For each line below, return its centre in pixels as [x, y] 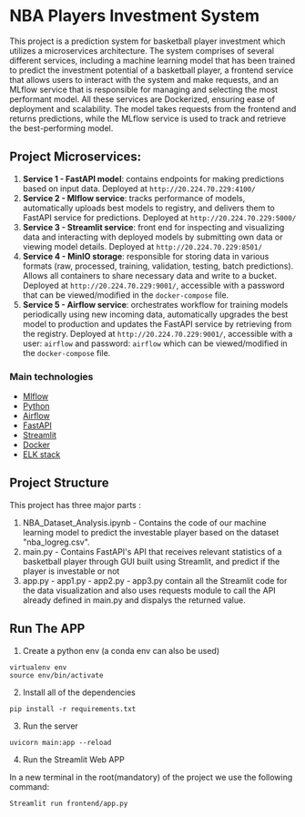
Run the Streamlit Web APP [73, 759]
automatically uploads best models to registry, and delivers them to [149, 208]
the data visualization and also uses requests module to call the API [149, 590]
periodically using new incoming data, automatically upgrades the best [155, 314]
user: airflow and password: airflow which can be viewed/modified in [155, 343]
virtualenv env [38, 667]
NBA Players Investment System [135, 16]
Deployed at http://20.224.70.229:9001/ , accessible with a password [153, 285]
